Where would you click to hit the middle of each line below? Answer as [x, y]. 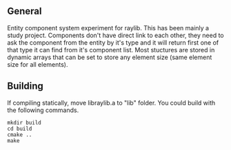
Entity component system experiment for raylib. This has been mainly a [108, 28]
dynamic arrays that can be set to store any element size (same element [110, 57]
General [25, 11]
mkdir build [24, 122]
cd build [20, 129]
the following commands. [43, 110]
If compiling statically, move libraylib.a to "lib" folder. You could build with [111, 103]
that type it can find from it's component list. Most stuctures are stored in [111, 50]
